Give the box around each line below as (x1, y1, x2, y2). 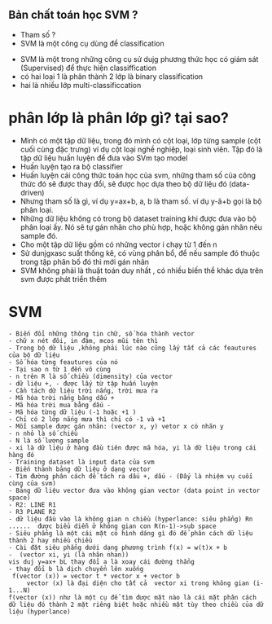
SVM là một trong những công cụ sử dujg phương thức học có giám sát (20, 54, 259, 64)
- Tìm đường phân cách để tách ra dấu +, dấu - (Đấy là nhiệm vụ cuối (8, 472, 253, 481)
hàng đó (8, 450, 35, 459)
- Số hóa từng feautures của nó (8, 358, 118, 367)
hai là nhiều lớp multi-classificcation (20, 80, 142, 90)
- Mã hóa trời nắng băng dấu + (8, 393, 115, 402)
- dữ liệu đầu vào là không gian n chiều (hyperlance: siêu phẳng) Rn (8, 515, 253, 523)
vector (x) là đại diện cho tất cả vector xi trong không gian (26, 579, 250, 587)
